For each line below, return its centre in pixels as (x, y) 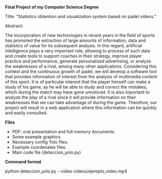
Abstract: (14, 26)
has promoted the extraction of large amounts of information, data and (75, 40)
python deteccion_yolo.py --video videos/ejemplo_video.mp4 (66, 171)
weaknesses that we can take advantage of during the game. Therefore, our (81, 102)
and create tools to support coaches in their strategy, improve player (73, 56)
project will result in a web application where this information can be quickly (81, 107)
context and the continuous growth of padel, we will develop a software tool (81, 72)
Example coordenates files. (39, 147)
